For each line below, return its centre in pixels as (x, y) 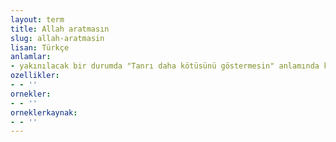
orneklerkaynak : (44, 112)
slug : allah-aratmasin (57, 38)
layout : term (37, 19)
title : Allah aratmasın (60, 29)
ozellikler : (35, 76)
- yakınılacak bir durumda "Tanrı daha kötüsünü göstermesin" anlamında (165, 66)
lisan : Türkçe (40, 47)
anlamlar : (31, 57)
